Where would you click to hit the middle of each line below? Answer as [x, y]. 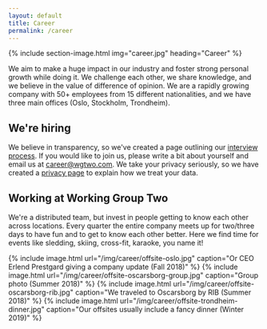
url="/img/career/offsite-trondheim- [179, 301]
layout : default [35, 16]
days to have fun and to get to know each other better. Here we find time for [133, 234]
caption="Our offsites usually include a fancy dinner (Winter [145, 309]
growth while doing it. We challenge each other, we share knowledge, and [130, 78]
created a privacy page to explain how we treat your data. [103, 173]
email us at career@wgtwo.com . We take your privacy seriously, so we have [133, 164]
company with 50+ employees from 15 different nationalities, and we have [130, 94]
